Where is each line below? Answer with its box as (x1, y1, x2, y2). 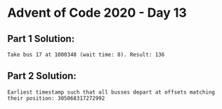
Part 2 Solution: (7, 70, 77, 82)
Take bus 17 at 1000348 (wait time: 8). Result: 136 (7, 51, 165, 58)
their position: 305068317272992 (7, 94, 105, 102)
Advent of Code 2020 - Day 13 (7, 5, 188, 21)
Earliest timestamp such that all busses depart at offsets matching (7, 89, 216, 96)
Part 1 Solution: (7, 33, 75, 45)
